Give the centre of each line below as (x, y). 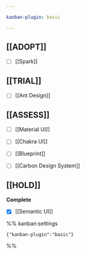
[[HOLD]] (23, 185)
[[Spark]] (26, 62)
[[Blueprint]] (30, 154)
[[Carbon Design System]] (47, 166)
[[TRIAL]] (24, 81)
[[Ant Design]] (32, 96)
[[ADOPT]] (26, 47)
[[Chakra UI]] (31, 142)
